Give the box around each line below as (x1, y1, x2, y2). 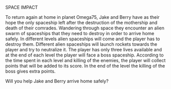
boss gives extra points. (5, 68, 56, 74)
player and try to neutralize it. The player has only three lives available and (5, 47, 162, 52)
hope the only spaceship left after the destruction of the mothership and (5, 20, 158, 25)
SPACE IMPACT (5, 5, 38, 10)
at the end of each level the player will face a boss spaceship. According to (5, 52, 164, 58)
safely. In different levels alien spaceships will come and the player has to (5, 36, 160, 42)
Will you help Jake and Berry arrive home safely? (5, 78, 109, 84)
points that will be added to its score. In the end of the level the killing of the (5, 63, 165, 69)
